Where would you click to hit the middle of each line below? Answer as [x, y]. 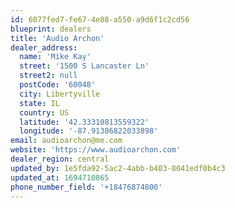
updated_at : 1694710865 [60, 177]
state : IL [39, 103]
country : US [44, 112]
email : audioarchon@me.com [66, 141]
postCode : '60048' [58, 85]
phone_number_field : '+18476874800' [86, 187]
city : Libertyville [60, 94]
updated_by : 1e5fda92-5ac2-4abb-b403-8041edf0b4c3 [118, 168]
